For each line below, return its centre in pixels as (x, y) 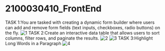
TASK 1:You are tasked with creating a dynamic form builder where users (80, 22)
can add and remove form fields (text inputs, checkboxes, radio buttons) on (83, 27)
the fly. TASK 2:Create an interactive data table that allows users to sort (82, 33)
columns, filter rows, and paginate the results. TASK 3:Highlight (79, 38)
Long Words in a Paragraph (33, 43)
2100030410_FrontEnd (53, 9)
